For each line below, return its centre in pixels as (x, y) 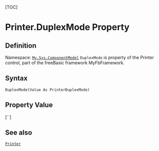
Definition (21, 45)
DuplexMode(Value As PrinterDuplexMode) (48, 90)
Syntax (16, 78)
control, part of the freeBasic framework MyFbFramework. (65, 63)
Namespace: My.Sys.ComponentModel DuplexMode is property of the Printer (79, 57)
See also (19, 133)
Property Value (29, 105)
